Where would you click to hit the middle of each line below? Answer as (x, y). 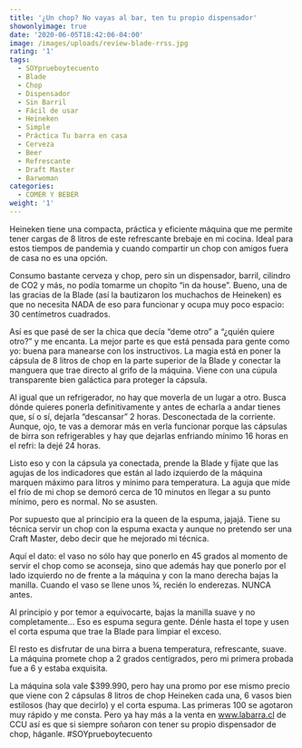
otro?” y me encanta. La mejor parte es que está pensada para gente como (150, 341)
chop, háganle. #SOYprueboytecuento (81, 733)
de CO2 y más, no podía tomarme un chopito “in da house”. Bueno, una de (148, 285)
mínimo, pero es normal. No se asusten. (84, 501)
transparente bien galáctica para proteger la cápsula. (108, 379)
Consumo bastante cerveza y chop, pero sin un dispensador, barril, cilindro (150, 275)
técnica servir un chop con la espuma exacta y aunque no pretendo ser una (151, 529)
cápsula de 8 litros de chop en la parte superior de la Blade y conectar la (145, 360)
